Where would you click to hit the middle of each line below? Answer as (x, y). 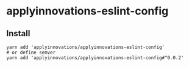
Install (18, 33)
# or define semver (31, 53)
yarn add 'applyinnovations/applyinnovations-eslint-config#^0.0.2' (95, 58)
